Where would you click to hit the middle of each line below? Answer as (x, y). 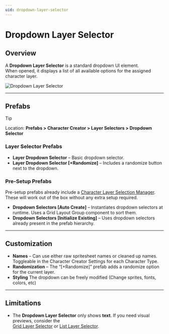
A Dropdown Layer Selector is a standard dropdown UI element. (72, 65)
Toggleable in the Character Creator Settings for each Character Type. (85, 261)
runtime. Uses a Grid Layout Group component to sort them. (75, 213)
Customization (29, 244)
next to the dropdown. (35, 168)
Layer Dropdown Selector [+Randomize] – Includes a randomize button (87, 163)
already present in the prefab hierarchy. (53, 223)
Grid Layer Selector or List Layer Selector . (56, 326)
